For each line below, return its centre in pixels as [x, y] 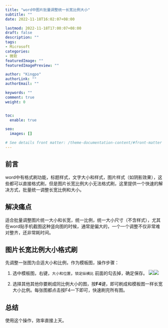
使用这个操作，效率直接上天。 [36, 320]
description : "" [22, 37]
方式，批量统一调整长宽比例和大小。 [46, 189]
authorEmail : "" [22, 84]
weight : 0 [15, 102]
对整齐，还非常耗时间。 [29, 232]
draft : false [19, 33]
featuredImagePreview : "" [32, 65]
